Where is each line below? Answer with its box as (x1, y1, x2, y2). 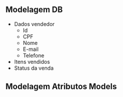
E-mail (22, 46, 39, 53)
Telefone (22, 51, 45, 59)
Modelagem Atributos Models (5, 82, 117, 92)
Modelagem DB (5, 5, 63, 15)
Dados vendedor (14, 20, 55, 27)
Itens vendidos (14, 58, 51, 65)
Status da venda (14, 64, 54, 72)
